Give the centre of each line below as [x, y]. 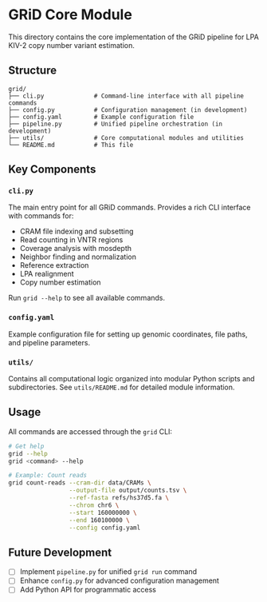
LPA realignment [47, 274]
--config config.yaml [105, 528]
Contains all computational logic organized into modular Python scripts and [132, 379]
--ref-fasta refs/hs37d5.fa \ [119, 498]
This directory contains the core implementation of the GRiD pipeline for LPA [133, 37]
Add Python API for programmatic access [88, 590]
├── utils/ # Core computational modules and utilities [126, 138]
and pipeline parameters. [49, 342]
